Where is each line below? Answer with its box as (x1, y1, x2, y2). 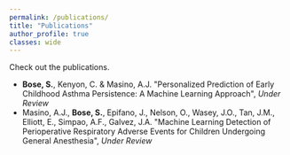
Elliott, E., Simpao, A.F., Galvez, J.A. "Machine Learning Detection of (21, 117, 271, 128)
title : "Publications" (9, 21, 93, 30)
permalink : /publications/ (9, 12, 109, 22)
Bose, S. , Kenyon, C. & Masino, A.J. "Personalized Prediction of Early (21, 79, 275, 89)
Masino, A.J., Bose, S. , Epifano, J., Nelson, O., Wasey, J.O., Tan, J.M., (21, 107, 275, 118)
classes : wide (9, 37, 62, 47)
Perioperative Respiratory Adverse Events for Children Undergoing (21, 126, 266, 137)
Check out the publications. (9, 62, 110, 73)
